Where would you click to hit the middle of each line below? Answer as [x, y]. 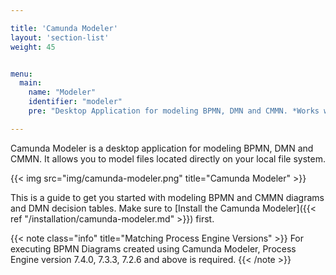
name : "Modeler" [62, 92]
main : [31, 83]
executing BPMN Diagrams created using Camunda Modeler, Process [153, 248]
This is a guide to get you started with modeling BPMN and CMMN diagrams [167, 197]
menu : [21, 74]
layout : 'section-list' [60, 37]
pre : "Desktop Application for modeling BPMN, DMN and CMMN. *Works [174, 111]
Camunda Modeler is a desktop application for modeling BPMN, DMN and [162, 148]
